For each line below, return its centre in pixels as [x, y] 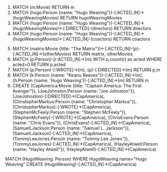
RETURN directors [132, 28]
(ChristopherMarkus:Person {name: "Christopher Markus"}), [74, 101]
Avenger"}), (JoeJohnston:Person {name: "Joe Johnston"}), [74, 91]
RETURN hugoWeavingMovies [91, 18]
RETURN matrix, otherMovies [102, 54]
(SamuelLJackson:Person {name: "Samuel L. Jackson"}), [71, 128]
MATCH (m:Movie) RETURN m [43, 7]
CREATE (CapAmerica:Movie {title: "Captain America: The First [77, 86]
